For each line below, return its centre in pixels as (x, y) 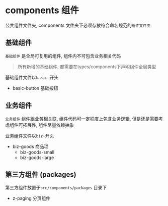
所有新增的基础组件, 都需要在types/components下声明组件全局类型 (87, 67)
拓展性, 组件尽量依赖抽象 (48, 125)
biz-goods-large (37, 158)
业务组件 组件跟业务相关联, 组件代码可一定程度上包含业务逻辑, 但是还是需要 (82, 119)
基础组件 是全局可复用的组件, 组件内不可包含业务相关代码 (63, 56)
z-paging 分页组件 (31, 198)
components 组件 (42, 10)
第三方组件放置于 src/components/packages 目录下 (56, 188)
